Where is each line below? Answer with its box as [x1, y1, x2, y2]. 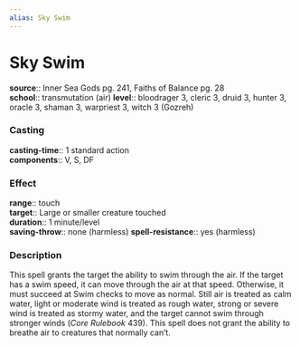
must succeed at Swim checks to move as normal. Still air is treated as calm [9, 289, 292, 300]
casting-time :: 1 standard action [9, 144, 129, 155]
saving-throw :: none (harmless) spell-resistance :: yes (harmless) [9, 227, 256, 237]
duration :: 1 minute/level [9, 217, 100, 227]
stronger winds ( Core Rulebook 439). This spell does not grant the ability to [9, 318, 291, 329]
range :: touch [9, 198, 61, 208]
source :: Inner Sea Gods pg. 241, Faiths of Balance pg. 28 [9, 82, 225, 93]
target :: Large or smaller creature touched [9, 207, 167, 218]
